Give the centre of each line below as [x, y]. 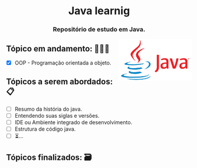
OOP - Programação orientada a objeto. [63, 63]
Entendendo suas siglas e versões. [57, 115]
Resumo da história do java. [48, 109]
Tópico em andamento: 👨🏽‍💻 [58, 49]
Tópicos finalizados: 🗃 [49, 158]
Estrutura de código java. [45, 129]
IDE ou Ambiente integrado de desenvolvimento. [73, 122]
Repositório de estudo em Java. [99, 30]
